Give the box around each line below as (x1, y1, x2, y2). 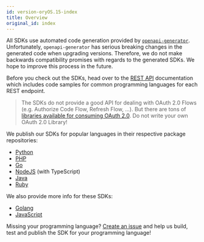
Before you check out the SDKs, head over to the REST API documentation (6, 74, 194, 82)
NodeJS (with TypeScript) (15, 168, 80, 175)
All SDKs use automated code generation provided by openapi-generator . (6, 37, 191, 44)
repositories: (6, 137, 38, 144)
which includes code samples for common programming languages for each (6, 81, 198, 88)
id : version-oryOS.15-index (6, 9, 78, 15)
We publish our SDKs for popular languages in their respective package (6, 130, 186, 137)
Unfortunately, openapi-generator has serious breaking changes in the (6, 43, 183, 50)
